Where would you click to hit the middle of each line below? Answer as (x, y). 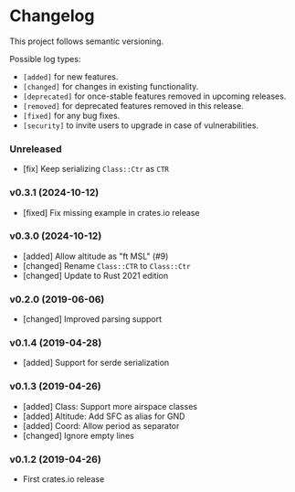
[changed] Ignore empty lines (78, 435)
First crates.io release (63, 479)
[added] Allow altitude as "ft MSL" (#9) (95, 256)
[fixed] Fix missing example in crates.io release (111, 212)
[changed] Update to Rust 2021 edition (95, 275)
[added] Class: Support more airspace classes (110, 406)
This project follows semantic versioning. (87, 41)
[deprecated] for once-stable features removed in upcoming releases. (154, 96)
